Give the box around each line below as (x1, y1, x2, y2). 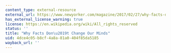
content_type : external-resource (5, 7, 76, 13)
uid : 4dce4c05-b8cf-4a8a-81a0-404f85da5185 (5, 36, 99, 41)
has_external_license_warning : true (5, 17, 83, 22)
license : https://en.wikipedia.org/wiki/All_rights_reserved (5, 21, 138, 27)
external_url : (5, 12, 36, 17)
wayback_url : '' (5, 40, 40, 45)
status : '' (5, 26, 28, 31)
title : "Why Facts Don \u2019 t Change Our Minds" (5, 31, 110, 36)
